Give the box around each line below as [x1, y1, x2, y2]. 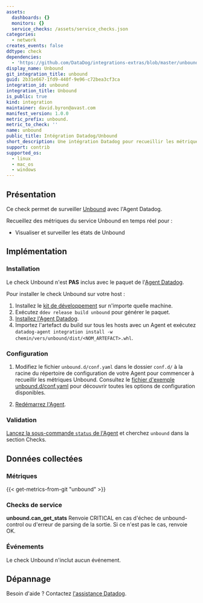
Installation [6, 264, 40, 273]
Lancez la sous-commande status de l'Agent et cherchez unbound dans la [6, 430, 189, 437]
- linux [11, 155, 31, 161]
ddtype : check [6, 49, 42, 55]
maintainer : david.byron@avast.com [6, 104, 96, 111]
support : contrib [6, 144, 50, 150]
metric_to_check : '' [6, 122, 59, 128]
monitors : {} [11, 20, 45, 26]
